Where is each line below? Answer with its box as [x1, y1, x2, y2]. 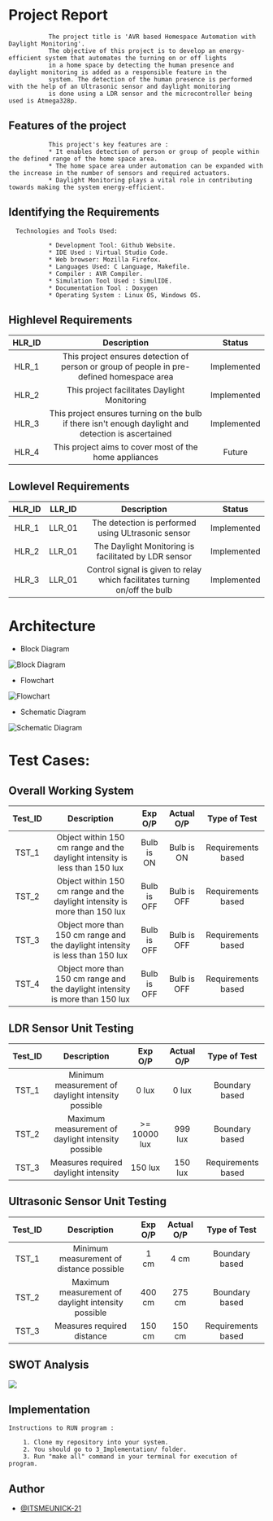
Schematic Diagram [19, 707, 87, 717]
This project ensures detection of [62, 351, 189, 362]
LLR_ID [50, 503, 77, 515]
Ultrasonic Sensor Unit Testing [8, 1194, 167, 1208]
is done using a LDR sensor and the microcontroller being [48, 90, 253, 98]
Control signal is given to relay [86, 564, 201, 576]
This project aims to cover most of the [53, 441, 198, 453]
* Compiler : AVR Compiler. [48, 270, 144, 278]
